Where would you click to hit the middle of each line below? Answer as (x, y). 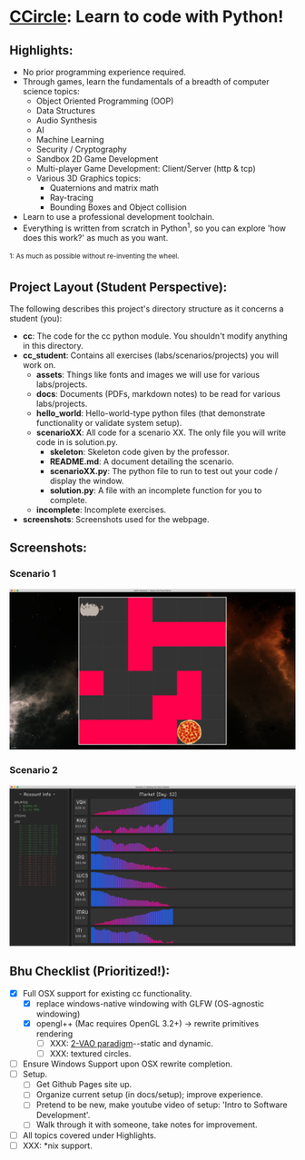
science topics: (51, 91)
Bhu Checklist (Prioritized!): (90, 972)
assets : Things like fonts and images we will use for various (148, 375)
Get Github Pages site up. (84, 1085)
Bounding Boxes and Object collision (118, 207)
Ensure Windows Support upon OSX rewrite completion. (128, 1064)
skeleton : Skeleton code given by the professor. (139, 452)
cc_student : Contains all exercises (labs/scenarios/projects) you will (151, 355)
